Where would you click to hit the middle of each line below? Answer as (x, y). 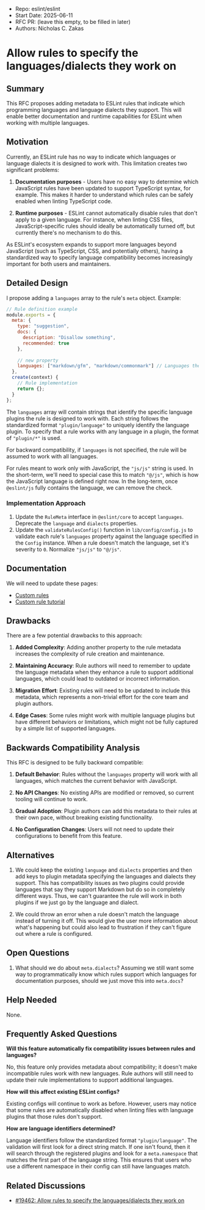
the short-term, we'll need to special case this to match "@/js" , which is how (103, 474)
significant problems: (33, 170)
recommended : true (46, 343)
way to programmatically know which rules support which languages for (106, 974)
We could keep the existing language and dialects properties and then (103, 870)
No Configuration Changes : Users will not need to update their (95, 829)
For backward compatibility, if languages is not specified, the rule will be (97, 450)
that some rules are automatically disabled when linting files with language (100, 1110)
